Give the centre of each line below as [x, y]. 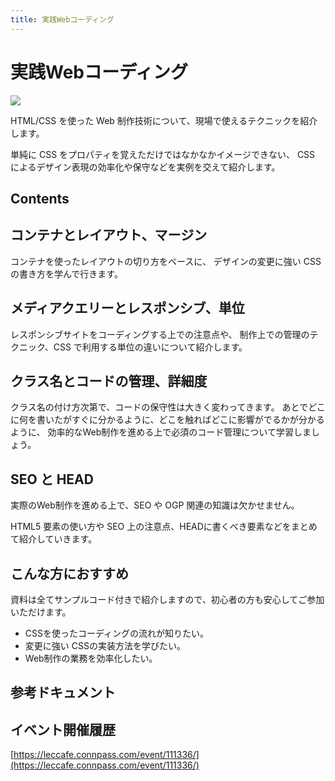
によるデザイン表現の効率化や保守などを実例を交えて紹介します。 [145, 167]
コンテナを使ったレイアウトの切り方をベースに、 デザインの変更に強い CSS [166, 261]
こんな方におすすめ [69, 573]
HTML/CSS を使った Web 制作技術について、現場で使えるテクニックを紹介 [164, 120]
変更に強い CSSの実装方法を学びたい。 [105, 646]
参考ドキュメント [63, 692]
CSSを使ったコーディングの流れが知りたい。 [117, 633]
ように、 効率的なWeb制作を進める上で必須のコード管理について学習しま [161, 432]
